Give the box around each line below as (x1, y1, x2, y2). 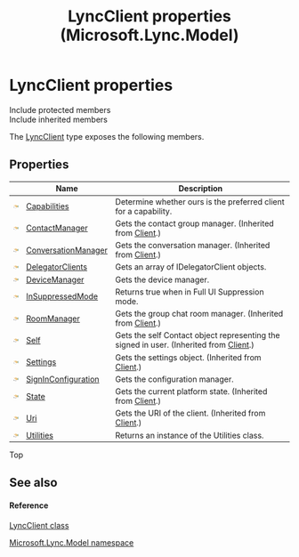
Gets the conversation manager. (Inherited (115, 240, 271, 250)
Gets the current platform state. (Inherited (115, 386, 268, 397)
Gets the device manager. (115, 274, 210, 285)
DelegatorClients (26, 262, 87, 272)
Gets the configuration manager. (115, 374, 234, 384)
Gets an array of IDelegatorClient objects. (115, 262, 267, 272)
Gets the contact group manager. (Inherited (115, 218, 274, 229)
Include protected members (9, 104, 111, 115)
